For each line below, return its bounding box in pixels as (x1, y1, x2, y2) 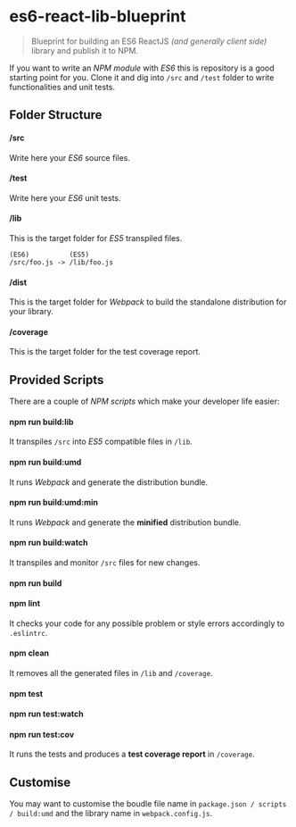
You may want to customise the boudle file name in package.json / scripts (9, 798, 287, 809)
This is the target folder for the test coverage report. (9, 347, 201, 357)
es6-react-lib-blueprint (9, 6, 186, 27)
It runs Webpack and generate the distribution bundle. (9, 476, 209, 488)
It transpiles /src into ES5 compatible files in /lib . (9, 436, 193, 447)
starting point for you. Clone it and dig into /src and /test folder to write (9, 71, 275, 82)
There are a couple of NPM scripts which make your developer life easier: (9, 396, 280, 407)
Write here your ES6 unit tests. (9, 192, 122, 203)
